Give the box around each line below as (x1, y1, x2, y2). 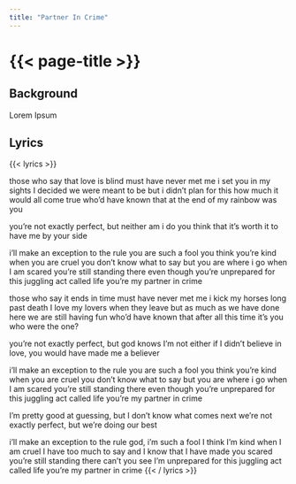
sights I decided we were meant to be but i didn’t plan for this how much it (9, 185, 279, 196)
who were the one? (9, 321, 80, 332)
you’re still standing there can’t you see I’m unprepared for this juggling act (9, 456, 283, 466)
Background (9, 86, 78, 102)
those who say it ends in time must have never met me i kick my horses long (9, 293, 287, 303)
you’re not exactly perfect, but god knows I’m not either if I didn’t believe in (9, 338, 282, 350)
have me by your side (9, 231, 88, 242)
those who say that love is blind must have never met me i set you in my (9, 176, 271, 187)
